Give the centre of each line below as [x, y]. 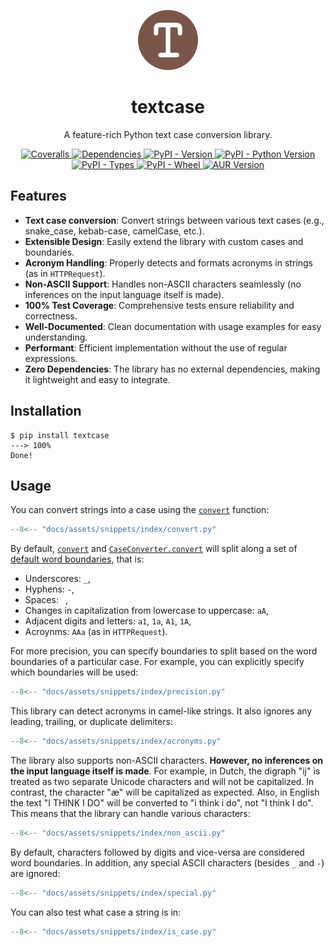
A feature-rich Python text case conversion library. [168, 134]
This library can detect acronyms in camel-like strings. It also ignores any [161, 711]
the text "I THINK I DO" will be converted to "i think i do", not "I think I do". [162, 803]
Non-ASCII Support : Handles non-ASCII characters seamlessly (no [163, 284]
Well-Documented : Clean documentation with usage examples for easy [173, 326]
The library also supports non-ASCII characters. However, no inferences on [167, 760]
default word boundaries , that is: [77, 559]
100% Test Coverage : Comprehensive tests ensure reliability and [159, 305]
